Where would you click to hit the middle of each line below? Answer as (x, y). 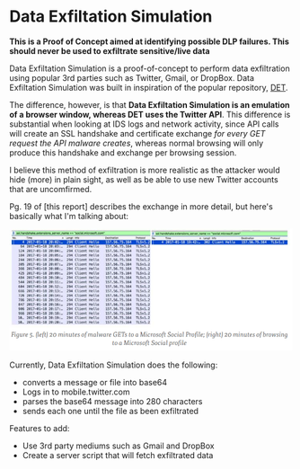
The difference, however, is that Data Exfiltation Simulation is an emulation (150, 104)
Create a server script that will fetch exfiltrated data (118, 456)
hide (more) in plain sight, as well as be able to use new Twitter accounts (144, 179)
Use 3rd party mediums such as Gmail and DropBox (118, 446)
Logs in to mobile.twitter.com (76, 392)
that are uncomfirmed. (51, 189)
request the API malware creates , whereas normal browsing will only (137, 143)
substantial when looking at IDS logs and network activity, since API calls (144, 124)
